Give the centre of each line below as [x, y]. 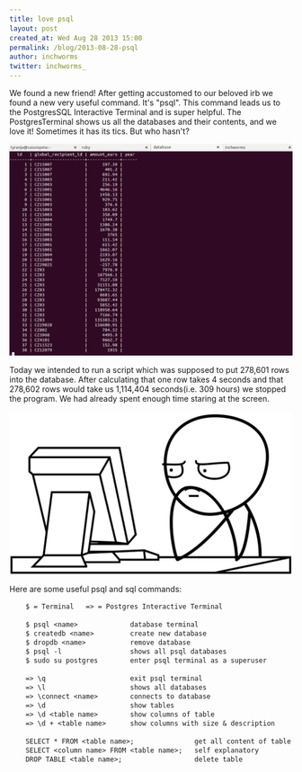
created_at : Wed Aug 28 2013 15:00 [76, 38]
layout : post [34, 28]
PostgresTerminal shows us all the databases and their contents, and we [143, 122]
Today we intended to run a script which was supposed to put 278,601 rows [149, 370]
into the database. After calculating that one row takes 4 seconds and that [147, 380]
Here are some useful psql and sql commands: [96, 589]
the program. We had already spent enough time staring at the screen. [139, 399]
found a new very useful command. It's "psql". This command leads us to [145, 102]
